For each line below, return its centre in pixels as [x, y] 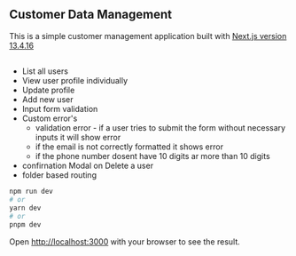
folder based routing [59, 175]
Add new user [47, 100]
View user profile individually [75, 81]
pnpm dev [25, 224]
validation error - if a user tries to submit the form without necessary [160, 128]
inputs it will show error [78, 138]
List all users [45, 71]
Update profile [48, 90]
